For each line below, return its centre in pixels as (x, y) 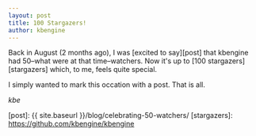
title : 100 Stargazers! (48, 23)
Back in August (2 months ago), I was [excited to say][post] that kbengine (128, 53)
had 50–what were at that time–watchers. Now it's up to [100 (107, 61)
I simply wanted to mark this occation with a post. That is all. (107, 85)
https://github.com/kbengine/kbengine (71, 124)
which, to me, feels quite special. (103, 70)
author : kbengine (37, 30)
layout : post (30, 15)
